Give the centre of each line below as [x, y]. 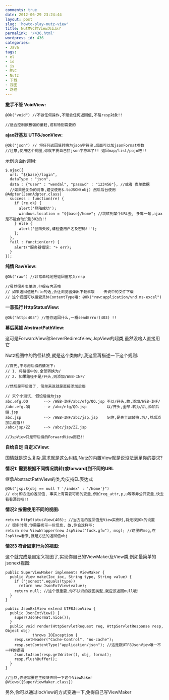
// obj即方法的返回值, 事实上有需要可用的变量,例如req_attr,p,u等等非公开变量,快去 [84, 494]
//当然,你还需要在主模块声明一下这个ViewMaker [49, 678]
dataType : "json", [30, 179]
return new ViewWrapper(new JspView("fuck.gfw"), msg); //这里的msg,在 [81, 530]
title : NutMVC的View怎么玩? [33, 29]
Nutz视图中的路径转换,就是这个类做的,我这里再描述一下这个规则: [72, 355]
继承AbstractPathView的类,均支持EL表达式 [49, 479]
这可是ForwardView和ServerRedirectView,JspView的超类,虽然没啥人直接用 [83, 338]
